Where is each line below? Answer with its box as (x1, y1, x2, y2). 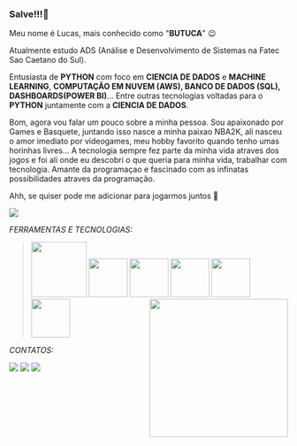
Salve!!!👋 (9, 8, 49, 20)
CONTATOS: (9, 345, 55, 356)
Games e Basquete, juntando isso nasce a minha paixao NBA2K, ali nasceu (9, 127, 283, 137)
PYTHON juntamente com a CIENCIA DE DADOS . (9, 100, 189, 111)
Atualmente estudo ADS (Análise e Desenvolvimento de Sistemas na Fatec (9, 45, 280, 56)
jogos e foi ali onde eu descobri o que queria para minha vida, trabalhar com (9, 155, 287, 165)
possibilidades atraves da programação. (9, 173, 156, 184)
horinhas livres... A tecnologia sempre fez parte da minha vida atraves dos (9, 145, 280, 156)
